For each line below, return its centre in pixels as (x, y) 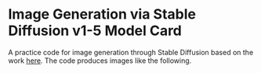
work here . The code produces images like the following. (100, 61)
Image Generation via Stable (102, 14)
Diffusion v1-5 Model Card (95, 31)
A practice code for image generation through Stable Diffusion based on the (131, 52)
